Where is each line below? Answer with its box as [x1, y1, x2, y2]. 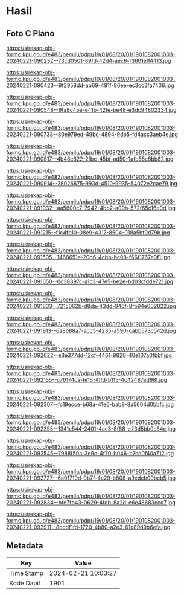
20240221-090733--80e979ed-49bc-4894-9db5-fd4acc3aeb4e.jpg [6, 131, 178, 138]
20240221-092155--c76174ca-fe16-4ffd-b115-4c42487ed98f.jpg [6, 376, 168, 383]
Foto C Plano [6, 28, 55, 39]
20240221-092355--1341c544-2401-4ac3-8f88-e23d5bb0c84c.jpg [6, 425, 176, 433]
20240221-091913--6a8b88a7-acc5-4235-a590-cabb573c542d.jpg [6, 327, 176, 334]
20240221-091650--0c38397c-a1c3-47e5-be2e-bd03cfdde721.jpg [6, 278, 174, 285]
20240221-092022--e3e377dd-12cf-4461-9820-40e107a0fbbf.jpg [6, 352, 172, 359]
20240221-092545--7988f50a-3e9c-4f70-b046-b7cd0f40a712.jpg [6, 450, 174, 457]
